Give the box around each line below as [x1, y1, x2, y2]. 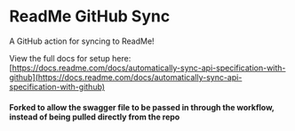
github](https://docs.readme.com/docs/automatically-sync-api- [9, 71, 243, 82]
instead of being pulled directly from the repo [9, 111, 180, 122]
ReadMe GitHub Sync [9, 6, 171, 27]
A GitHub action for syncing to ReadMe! [9, 36, 155, 46]
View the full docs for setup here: [9, 53, 132, 63]
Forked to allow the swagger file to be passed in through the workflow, [9, 102, 275, 112]
